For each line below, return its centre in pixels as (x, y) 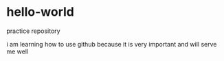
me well (18, 51)
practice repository (33, 31)
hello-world (41, 12)
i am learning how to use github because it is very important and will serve (112, 44)
